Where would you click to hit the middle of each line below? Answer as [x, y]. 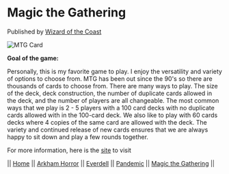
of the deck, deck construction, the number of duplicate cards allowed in [110, 93]
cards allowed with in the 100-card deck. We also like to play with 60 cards [112, 115]
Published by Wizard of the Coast [54, 32]
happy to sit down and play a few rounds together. [78, 137]
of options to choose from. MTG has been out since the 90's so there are [110, 78]
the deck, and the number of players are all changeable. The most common [113, 100]
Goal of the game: [33, 58]
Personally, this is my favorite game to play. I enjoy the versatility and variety [114, 71]
